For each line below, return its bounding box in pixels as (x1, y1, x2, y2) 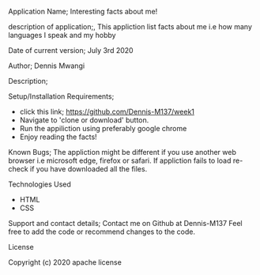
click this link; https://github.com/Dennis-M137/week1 (19, 107, 195, 116)
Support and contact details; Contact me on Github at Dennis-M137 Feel (8, 219, 243, 228)
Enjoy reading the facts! (19, 132, 97, 141)
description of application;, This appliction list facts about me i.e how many (8, 22, 253, 31)
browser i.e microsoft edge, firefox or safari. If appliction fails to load (8, 156, 232, 165)
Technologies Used (8, 179, 71, 189)
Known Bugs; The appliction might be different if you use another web (8, 148, 237, 156)
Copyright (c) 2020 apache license (8, 258, 122, 267)
